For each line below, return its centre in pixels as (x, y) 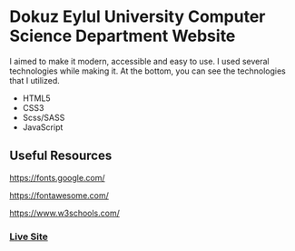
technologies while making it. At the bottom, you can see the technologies (147, 71)
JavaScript (43, 127)
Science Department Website (123, 36)
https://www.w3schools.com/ (64, 213)
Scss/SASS (44, 117)
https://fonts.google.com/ (58, 177)
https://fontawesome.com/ (59, 195)
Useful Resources (61, 156)
